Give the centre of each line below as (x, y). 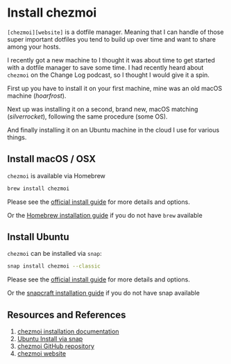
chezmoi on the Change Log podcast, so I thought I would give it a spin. (109, 75)
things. (17, 137)
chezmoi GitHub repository (56, 346)
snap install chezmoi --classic (54, 266)
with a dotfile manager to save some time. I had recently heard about (105, 67)
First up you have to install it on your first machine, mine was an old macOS (115, 88)
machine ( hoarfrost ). (37, 96)
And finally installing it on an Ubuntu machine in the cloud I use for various (113, 130)
